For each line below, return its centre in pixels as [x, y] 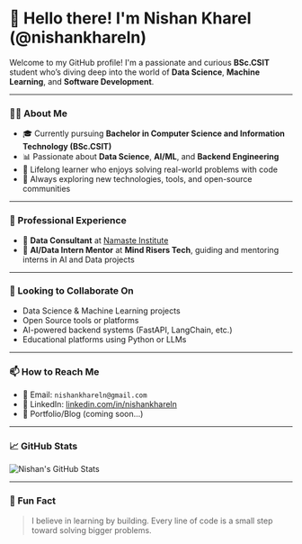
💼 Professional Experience [68, 221]
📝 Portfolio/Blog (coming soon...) [83, 414]
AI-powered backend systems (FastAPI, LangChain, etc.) [127, 330]
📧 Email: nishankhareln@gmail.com [84, 394]
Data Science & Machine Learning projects [102, 311]
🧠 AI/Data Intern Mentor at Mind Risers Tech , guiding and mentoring [151, 249]
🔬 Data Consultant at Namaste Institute [95, 240]
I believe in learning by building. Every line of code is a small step [152, 521]
